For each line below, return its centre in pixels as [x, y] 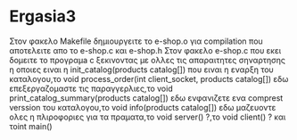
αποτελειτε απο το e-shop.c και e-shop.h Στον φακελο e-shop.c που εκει [145, 50]
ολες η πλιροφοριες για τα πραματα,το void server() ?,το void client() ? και [148, 117]
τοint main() [31, 126]
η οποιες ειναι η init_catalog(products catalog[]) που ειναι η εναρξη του [141, 70]
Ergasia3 [43, 16]
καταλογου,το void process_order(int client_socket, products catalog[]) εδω [149, 78]
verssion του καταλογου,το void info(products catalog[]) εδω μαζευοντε [143, 107]
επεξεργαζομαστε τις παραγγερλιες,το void [91, 88]
